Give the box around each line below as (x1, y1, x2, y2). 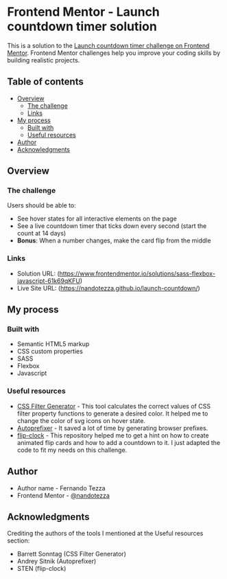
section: (7, 536, 30, 545)
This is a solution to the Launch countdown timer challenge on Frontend (7, 41, 210, 49)
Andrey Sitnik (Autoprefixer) (16, 557, 97, 565)
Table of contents (7, 76, 84, 88)
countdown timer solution (7, 19, 158, 34)
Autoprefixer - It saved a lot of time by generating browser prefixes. (16, 424, 208, 432)
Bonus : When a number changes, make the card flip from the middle (16, 236, 211, 245)
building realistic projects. (7, 56, 80, 64)
